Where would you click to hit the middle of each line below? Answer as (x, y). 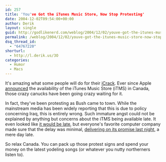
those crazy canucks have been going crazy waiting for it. (64, 94)
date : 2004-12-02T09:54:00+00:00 (40, 19)
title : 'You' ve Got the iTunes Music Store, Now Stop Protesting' (75, 14)
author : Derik (20, 23)
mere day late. (20, 134)
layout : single (21, 28)
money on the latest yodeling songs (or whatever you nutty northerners (78, 149)
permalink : (16, 37)
